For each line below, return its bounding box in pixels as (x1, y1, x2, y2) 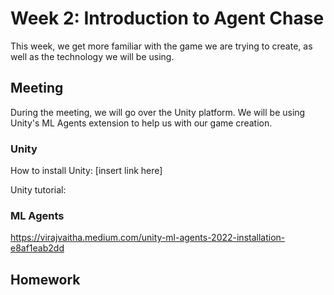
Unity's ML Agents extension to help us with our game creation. (10, 117, 273, 129)
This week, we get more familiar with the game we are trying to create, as (10, 40, 313, 52)
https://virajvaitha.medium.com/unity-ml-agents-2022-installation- (10, 232, 286, 244)
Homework (10, 271, 81, 288)
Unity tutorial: (10, 184, 67, 196)
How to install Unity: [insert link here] (10, 165, 163, 177)
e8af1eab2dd (10, 242, 65, 254)
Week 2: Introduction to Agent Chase (10, 7, 325, 30)
